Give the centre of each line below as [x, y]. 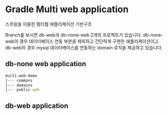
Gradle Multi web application [67, 9]
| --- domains [19, 85]
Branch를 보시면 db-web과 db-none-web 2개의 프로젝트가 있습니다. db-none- [84, 35]
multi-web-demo [21, 76]
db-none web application [46, 64]
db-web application [37, 106]
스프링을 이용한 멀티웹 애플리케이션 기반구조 [49, 24]
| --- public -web [22, 90]
